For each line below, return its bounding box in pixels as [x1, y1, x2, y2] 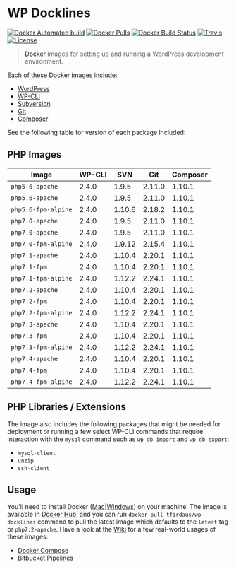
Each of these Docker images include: [7, 71, 118, 79]
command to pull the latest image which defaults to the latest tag [37, 517, 229, 526]
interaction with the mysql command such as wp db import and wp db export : [7, 435, 230, 443]
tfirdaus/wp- [166, 511, 204, 519]
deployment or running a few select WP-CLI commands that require [7, 427, 204, 435]
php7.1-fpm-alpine [11, 274, 73, 282]
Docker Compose [17, 546, 69, 555]
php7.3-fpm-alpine [11, 343, 73, 351]
